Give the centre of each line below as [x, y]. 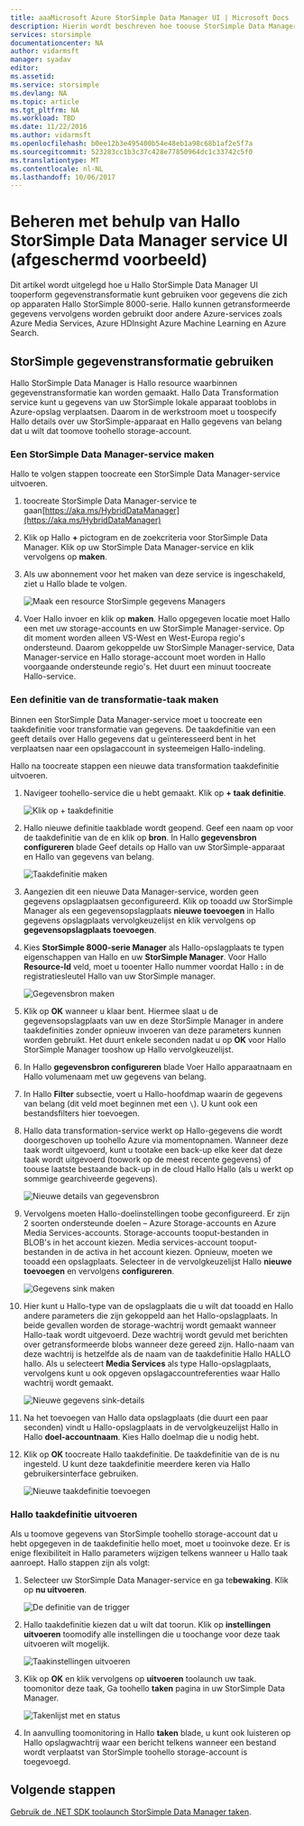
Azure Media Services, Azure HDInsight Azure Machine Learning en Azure [148, 323]
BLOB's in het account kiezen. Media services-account [125, 1242]
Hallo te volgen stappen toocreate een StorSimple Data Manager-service [145, 474]
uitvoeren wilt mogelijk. [67, 1644]
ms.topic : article [45, 101]
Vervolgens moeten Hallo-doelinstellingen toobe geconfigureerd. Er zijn [157, 1213]
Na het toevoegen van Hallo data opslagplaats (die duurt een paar [146, 1417]
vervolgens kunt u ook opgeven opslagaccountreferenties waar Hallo [152, 1373]
